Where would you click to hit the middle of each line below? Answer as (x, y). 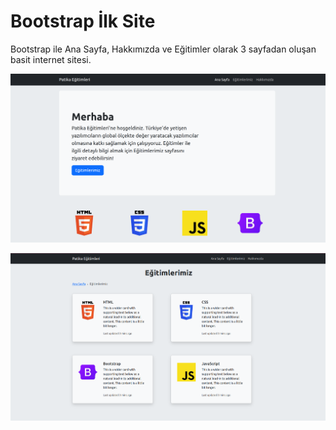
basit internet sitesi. (51, 59)
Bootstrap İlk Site (83, 21)
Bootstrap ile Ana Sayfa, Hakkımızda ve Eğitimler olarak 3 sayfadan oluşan (163, 49)
